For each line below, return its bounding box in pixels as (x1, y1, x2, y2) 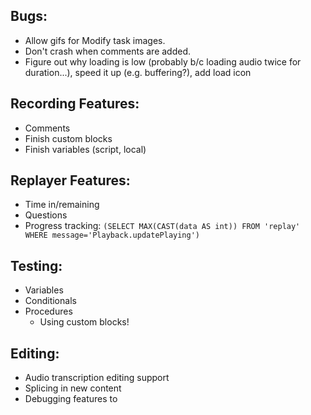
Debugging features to (24, 393, 118, 405)
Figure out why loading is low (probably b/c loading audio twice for (24, 55, 302, 68)
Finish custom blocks (24, 132, 113, 144)
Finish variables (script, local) (24, 143, 147, 155)
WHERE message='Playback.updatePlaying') (24, 230, 200, 241)
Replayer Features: (10, 172, 131, 189)
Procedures (24, 305, 73, 318)
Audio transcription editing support (24, 372, 170, 384)
